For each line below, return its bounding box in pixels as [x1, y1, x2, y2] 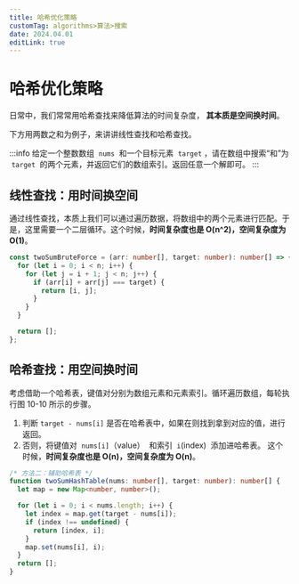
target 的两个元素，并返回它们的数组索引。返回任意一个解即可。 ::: [11, 159, 260, 170]
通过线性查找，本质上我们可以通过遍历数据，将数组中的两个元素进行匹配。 [9, 213, 282, 223]
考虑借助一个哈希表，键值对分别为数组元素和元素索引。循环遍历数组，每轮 [9, 387, 282, 398]
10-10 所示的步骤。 [26, 398, 96, 410]
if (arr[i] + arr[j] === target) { [32, 278, 166, 287]
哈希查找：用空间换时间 [9, 362, 138, 377]
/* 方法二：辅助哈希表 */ [9, 468, 93, 477]
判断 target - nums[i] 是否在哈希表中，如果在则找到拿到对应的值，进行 [21, 418, 287, 428]
